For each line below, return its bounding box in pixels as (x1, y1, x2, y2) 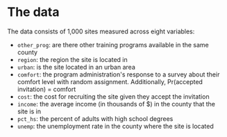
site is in (17, 107, 42, 115)
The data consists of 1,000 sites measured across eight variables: (7, 27, 195, 35)
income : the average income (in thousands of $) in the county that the (17, 99, 215, 108)
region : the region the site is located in (17, 55, 128, 63)
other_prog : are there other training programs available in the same (17, 40, 210, 49)
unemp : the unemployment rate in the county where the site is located (17, 122, 214, 130)
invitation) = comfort (17, 85, 76, 93)
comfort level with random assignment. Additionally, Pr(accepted (17, 77, 203, 86)
